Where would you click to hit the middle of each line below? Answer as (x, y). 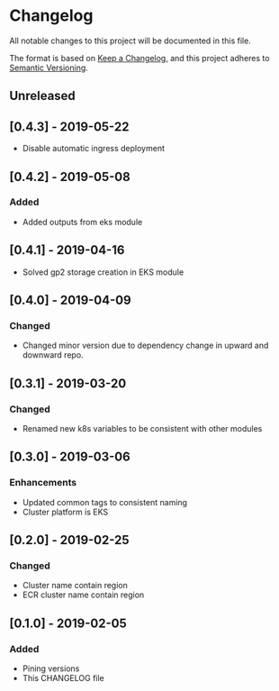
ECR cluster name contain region (83, 595)
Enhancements (43, 483)
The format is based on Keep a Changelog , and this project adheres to (139, 58)
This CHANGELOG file (63, 678)
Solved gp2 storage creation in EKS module (103, 272)
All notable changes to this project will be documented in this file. (130, 41)
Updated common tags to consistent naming (104, 502)
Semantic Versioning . (49, 68)
